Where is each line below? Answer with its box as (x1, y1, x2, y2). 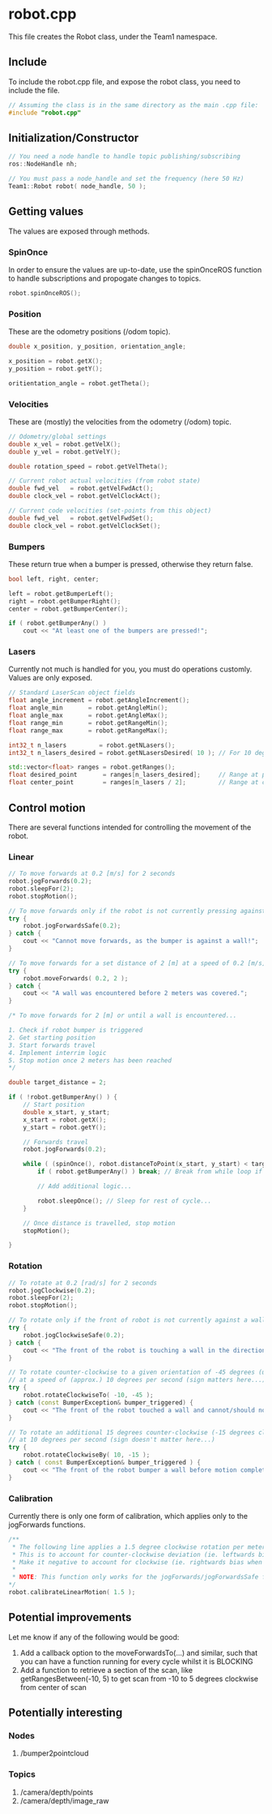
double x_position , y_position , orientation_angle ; (8, 342, 186, 351)
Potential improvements (8, 1610, 132, 1624)
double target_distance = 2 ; (8, 1079, 107, 1087)
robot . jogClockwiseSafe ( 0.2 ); (23, 1331, 125, 1339)
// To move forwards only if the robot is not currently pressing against (8, 907, 266, 915)
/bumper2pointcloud (19, 1748, 89, 1758)
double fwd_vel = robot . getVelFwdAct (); (8, 484, 154, 493)
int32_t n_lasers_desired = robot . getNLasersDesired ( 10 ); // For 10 (8, 748, 252, 757)
